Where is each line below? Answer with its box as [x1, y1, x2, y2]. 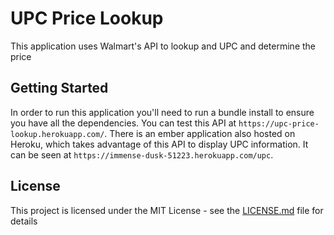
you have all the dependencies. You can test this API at [10, 117, 237, 129]
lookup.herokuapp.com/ [10, 129, 105, 139]
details [10, 215, 38, 227]
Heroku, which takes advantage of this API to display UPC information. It [10, 138, 309, 150]
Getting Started [10, 80, 109, 97]
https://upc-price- [238, 118, 320, 129]
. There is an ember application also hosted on [104, 127, 296, 139]
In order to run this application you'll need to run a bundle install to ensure [10, 106, 315, 118]
